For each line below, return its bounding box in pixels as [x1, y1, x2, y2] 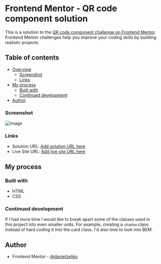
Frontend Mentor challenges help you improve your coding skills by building [5, 34, 157, 40]
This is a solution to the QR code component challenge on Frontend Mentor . [5, 29, 156, 35]
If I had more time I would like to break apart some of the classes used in [5, 217, 150, 222]
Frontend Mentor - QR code [5, 3, 117, 14]
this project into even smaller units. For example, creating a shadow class [5, 221, 149, 228]
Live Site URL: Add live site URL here [12, 149, 86, 155]
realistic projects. [5, 39, 40, 45]
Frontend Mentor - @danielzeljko [12, 254, 78, 260]
